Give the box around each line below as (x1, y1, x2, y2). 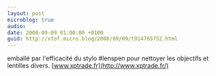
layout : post (7, 10, 45, 17)
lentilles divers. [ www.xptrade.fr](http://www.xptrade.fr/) (7, 62, 169, 70)
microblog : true (7, 16, 54, 23)
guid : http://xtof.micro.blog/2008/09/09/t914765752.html (7, 36, 178, 42)
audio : (7, 23, 26, 29)
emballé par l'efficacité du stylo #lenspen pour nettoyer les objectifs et (7, 54, 209, 62)
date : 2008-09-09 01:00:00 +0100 (7, 29, 104, 36)
